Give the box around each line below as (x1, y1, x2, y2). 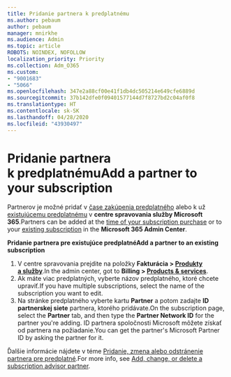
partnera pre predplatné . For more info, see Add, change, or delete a (7, 355, 202, 363)
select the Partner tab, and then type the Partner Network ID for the (17, 311, 215, 320)
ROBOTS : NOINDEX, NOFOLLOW (7, 49, 86, 56)
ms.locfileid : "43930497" (7, 120, 82, 128)
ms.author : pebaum (7, 17, 61, 24)
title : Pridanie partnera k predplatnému (7, 10, 130, 17)
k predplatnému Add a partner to (7, 165, 198, 181)
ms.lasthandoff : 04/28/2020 (7, 114, 89, 121)
